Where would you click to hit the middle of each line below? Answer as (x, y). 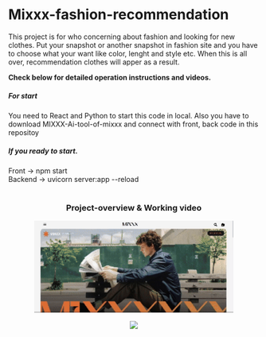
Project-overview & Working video (134, 208)
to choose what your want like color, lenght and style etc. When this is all (128, 53)
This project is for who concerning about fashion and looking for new (121, 37)
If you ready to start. (43, 151)
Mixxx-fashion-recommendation (119, 15)
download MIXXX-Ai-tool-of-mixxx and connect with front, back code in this (133, 124)
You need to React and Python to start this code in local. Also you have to (129, 115)
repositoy (24, 132)
